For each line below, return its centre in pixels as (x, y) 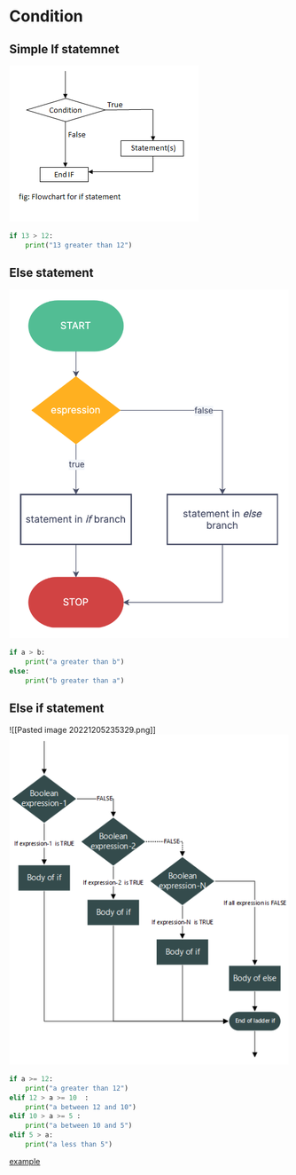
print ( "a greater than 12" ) (77, 1088)
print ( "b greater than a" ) (75, 681)
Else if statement (57, 709)
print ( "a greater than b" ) (75, 662)
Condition (46, 16)
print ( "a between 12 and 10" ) (81, 1107)
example (25, 1161)
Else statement (51, 273)
